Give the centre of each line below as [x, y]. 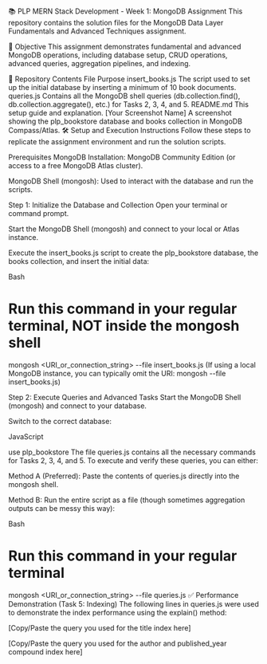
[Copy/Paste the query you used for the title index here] [100, 627]
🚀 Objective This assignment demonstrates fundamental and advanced [125, 47]
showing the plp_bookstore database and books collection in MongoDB [126, 121]
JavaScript [26, 436]
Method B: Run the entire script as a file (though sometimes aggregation [127, 500]
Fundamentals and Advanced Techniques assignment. [97, 31]
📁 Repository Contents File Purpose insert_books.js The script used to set [130, 79]
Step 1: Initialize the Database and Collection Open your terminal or [118, 205]
